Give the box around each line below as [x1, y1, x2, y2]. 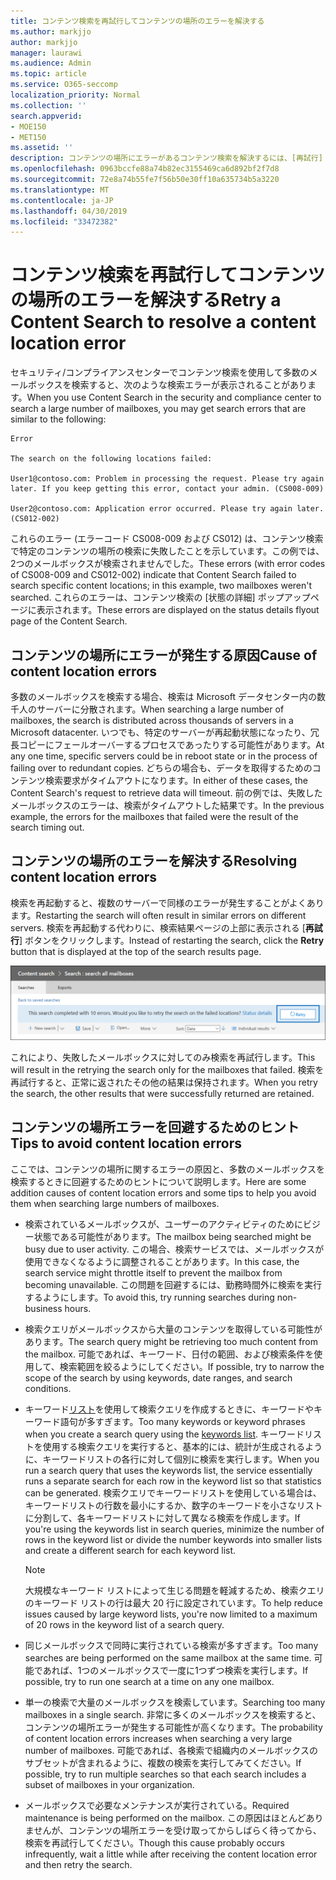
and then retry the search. [24, 1858, 133, 1870]
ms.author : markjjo [10, 26, 92, 37]
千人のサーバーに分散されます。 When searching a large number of [10, 703, 285, 715]
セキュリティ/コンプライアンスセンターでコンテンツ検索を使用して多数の [10, 366, 310, 379]
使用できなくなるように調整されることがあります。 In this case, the [24, 1255, 300, 1267]
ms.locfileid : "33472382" [10, 216, 118, 227]
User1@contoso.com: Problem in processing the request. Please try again [10, 474, 325, 484]
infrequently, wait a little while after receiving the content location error [24, 1848, 318, 1860]
